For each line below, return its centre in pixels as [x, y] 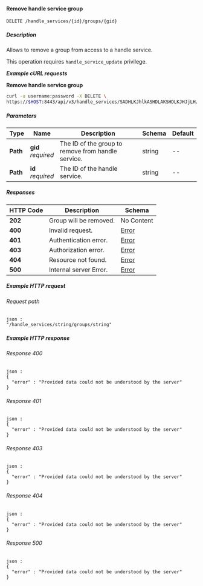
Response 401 [24, 401]
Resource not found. [78, 259]
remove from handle [89, 151]
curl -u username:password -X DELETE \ [56, 96]
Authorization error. [77, 250]
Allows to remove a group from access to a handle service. [79, 50]
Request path [23, 301]
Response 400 [24, 353]
